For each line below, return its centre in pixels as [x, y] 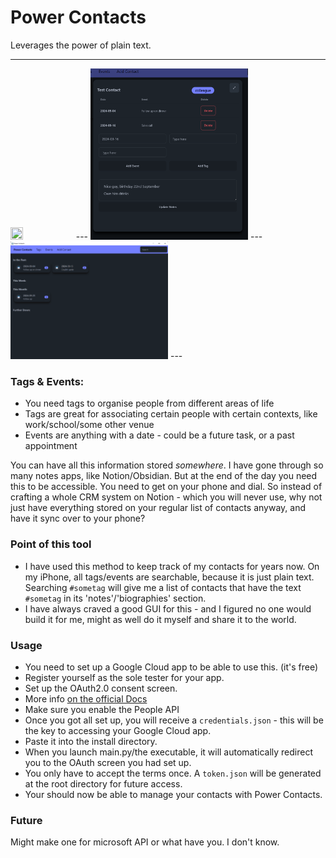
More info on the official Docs [86, 698]
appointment [51, 446]
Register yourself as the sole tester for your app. [124, 677]
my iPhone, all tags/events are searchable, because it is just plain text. [169, 577]
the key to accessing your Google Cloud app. [118, 730]
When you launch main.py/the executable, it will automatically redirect [169, 752]
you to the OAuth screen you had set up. [108, 762]
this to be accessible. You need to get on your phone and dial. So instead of [166, 487]
